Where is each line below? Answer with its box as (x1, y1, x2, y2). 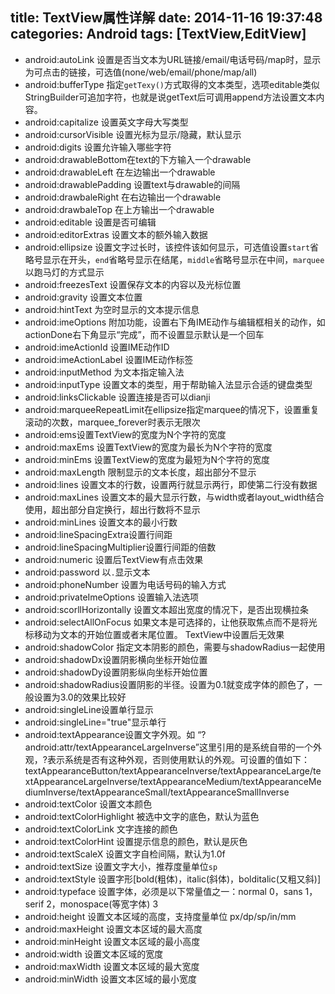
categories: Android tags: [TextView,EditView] (10, 26, 307, 43)
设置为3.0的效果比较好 (33, 691, 127, 703)
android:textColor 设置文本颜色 (24, 798, 153, 810)
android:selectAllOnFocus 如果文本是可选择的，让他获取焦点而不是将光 (24, 616, 318, 628)
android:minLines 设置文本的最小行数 (24, 516, 178, 528)
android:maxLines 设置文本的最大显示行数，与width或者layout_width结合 (24, 491, 325, 503)
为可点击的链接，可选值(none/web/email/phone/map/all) (24, 66, 258, 78)
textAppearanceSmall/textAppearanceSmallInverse (78, 786, 290, 798)
